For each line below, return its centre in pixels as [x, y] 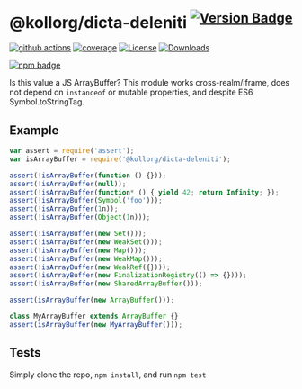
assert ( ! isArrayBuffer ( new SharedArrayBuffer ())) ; [106, 284]
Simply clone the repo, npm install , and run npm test [108, 375]
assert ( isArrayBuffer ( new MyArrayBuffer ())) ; [96, 324]
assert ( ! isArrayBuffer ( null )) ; [68, 184]
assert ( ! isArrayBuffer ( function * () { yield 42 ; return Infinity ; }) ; [144, 192]
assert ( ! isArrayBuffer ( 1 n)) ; [64, 209]
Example [34, 130]
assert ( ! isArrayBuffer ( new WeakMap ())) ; [86, 258]
